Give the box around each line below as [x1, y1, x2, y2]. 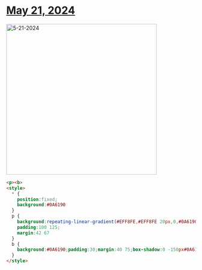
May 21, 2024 [6, 4, 75, 17]
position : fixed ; [17, 196, 58, 202]
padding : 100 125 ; [17, 224, 61, 230]
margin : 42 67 [17, 230, 50, 236]
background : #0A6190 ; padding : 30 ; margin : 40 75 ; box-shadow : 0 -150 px [17, 246, 185, 253]
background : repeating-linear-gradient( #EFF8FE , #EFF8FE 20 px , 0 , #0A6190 [17, 219, 198, 225]
